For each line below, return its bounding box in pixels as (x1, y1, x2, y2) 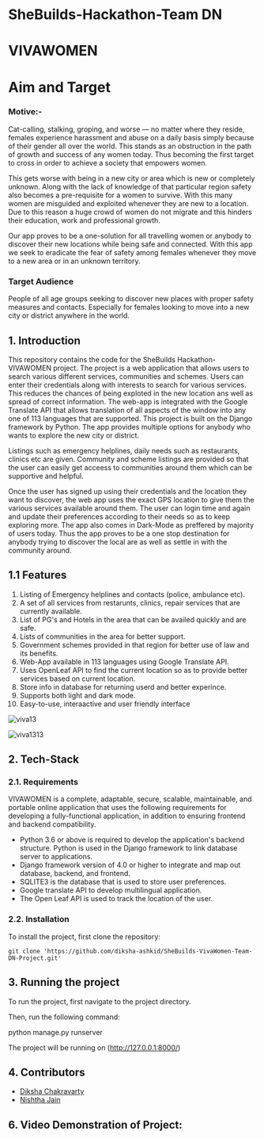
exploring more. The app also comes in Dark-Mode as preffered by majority (8, 520, 255, 529)
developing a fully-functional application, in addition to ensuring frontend (8, 811, 246, 821)
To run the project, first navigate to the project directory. (8, 996, 191, 1006)
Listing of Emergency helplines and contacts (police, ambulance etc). (19, 589, 245, 599)
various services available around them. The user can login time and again (8, 503, 251, 513)
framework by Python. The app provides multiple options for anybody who (8, 422, 251, 431)
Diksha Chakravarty (19, 1087, 85, 1096)
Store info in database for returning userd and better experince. (19, 682, 227, 691)
